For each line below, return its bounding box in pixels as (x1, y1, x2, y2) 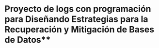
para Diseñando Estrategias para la (4, 14, 148, 25)
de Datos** (4, 34, 51, 46)
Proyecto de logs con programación (4, 3, 151, 15)
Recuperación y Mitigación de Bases (4, 24, 155, 35)
